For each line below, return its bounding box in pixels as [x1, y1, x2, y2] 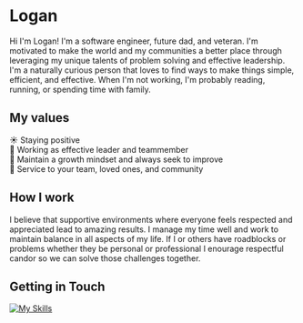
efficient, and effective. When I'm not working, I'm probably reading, [9, 74, 266, 85]
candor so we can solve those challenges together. [9, 252, 201, 264]
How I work [9, 190, 75, 206]
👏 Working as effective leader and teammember [9, 144, 189, 155]
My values [9, 110, 70, 126]
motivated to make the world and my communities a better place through [9, 45, 282, 56]
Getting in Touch [9, 278, 106, 294]
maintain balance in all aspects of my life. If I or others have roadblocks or [9, 233, 287, 244]
